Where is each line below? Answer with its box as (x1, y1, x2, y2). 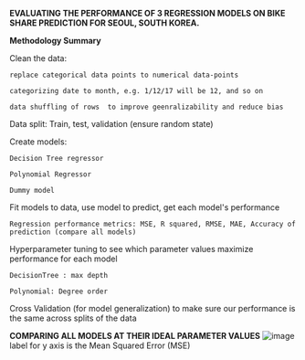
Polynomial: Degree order (9, 287, 108, 296)
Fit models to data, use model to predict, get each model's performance (9, 202, 280, 213)
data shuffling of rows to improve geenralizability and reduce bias (9, 102, 284, 111)
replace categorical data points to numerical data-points (9, 70, 239, 79)
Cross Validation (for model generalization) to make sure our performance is (9, 303, 296, 313)
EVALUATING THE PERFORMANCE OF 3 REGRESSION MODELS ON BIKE (9, 8, 286, 18)
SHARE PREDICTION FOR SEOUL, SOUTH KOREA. (9, 17, 200, 28)
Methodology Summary (9, 36, 102, 46)
